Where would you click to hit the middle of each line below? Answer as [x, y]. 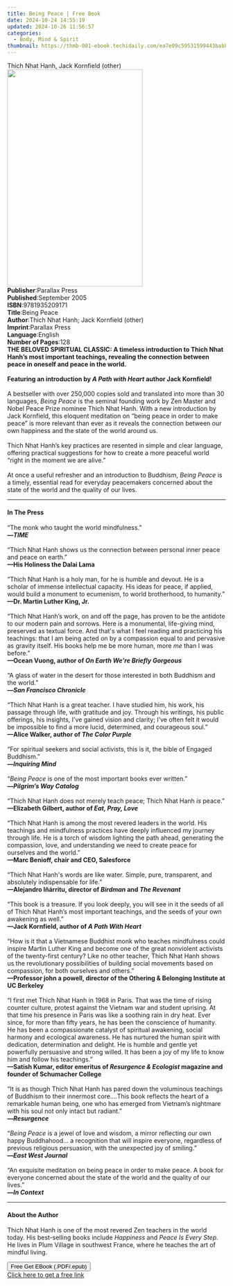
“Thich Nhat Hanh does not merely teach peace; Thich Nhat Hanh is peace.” [116, 801]
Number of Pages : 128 [39, 342]
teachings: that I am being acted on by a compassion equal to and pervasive [116, 638]
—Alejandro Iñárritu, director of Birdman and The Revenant [94, 890]
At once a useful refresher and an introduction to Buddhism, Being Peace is [115, 475]
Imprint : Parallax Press [39, 327]
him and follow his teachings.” [50, 1059]
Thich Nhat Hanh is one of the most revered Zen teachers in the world [107, 1230]
